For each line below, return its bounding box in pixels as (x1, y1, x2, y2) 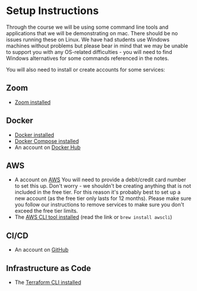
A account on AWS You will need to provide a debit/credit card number (14, 176, 186, 183)
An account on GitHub (14, 246, 69, 253)
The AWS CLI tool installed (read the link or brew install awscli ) (14, 214, 172, 221)
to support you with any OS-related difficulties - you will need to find (6, 48, 172, 55)
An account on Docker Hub (14, 144, 81, 151)
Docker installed (14, 131, 55, 138)
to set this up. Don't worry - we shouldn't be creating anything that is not (14, 182, 191, 190)
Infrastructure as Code (6, 263, 91, 273)
